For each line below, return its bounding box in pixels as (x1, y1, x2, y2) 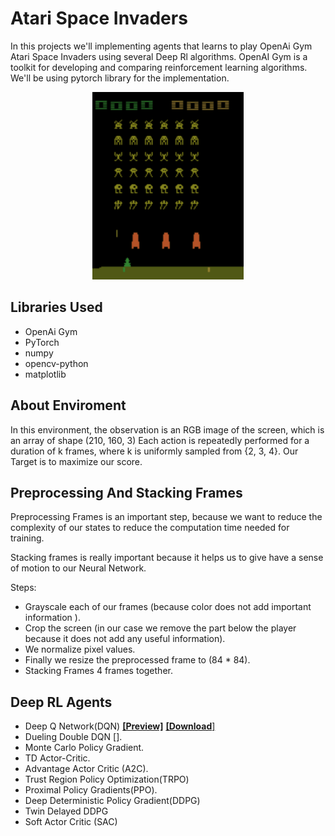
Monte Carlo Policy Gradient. (24, 742, 145, 754)
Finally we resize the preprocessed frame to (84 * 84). (24, 654, 251, 666)
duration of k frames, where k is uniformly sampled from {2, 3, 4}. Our (10, 445, 299, 457)
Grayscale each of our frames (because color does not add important (24, 601, 312, 613)
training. (10, 532, 45, 544)
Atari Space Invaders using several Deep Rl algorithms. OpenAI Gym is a (10, 50, 308, 62)
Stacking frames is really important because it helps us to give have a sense (10, 552, 324, 564)
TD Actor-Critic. (24, 752, 91, 764)
